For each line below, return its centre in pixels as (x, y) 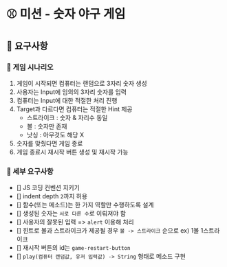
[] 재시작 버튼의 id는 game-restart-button (73, 248)
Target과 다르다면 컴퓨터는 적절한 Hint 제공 (74, 109)
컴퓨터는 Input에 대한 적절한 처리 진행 (67, 100)
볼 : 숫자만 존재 (47, 126)
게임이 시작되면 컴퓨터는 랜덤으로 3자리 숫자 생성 (82, 83)
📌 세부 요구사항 (30, 171)
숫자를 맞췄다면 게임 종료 (50, 143)
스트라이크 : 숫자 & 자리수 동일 (67, 117)
